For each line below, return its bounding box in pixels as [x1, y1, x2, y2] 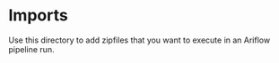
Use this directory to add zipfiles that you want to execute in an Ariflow [8, 35, 271, 45]
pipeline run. [8, 43, 55, 54]
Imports [8, 5, 68, 26]
